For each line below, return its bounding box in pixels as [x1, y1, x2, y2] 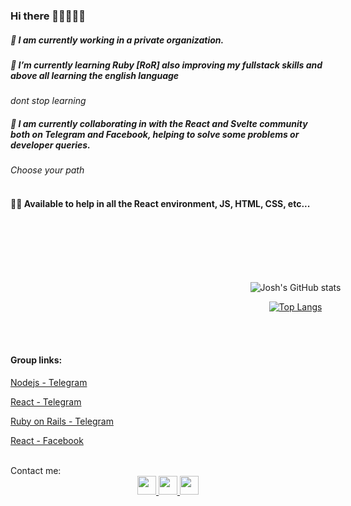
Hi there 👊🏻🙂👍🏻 [10, 9, 87, 23]
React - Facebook [10, 434, 84, 446]
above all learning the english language [10, 69, 180, 81]
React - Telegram [10, 395, 82, 408]
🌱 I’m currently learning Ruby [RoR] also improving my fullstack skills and [10, 59, 323, 71]
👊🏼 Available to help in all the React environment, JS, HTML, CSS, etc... [10, 197, 311, 209]
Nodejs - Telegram [10, 376, 88, 388]
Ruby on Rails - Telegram [10, 415, 114, 427]
